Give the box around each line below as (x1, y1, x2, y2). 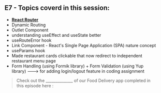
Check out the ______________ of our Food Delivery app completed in (16, 77, 151, 83)
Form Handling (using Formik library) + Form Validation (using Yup (11, 63, 144, 69)
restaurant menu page (11, 58, 56, 63)
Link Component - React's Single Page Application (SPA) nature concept (11, 42, 156, 48)
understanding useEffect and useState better (11, 32, 102, 38)
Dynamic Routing (11, 22, 46, 28)
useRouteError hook (11, 37, 52, 43)
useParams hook (11, 47, 45, 53)
